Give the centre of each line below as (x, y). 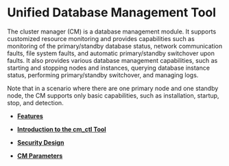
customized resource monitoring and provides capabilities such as (101, 38)
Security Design (40, 142)
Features (30, 116)
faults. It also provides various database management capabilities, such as (112, 60)
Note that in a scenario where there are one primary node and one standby (113, 88)
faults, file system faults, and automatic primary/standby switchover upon (111, 53)
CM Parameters (40, 156)
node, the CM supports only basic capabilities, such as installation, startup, (113, 95)
